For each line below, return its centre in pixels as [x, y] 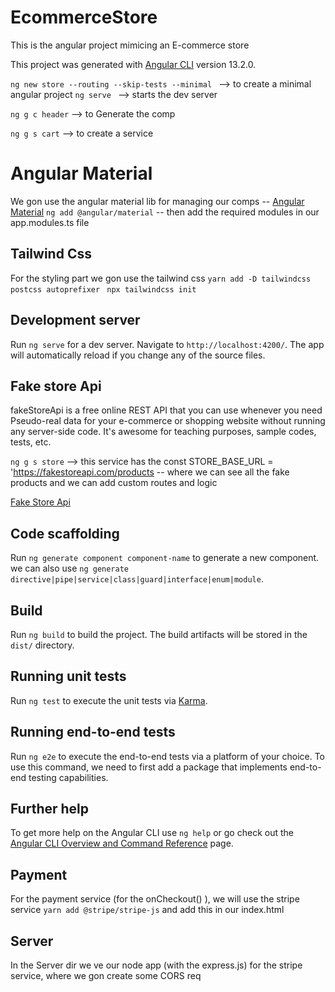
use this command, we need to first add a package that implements [149, 767]
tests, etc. [31, 442]
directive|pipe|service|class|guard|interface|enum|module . [137, 579]
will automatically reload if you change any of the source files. [138, 355]
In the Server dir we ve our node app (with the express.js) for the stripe [156, 965]
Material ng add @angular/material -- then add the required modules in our [165, 212]
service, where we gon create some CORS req [106, 975]
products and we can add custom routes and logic [114, 483]
